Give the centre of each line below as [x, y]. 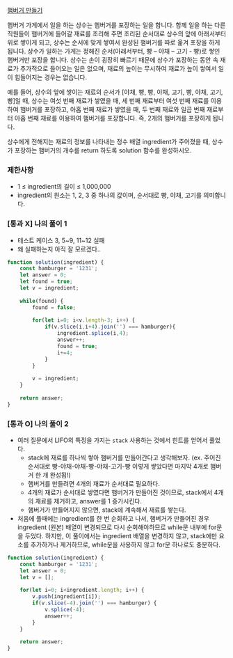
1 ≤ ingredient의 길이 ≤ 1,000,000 [64, 187]
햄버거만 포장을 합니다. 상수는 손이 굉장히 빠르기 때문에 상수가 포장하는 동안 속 [113, 60]
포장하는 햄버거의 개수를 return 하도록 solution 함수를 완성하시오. [103, 150]
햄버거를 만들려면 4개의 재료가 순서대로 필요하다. [94, 484]
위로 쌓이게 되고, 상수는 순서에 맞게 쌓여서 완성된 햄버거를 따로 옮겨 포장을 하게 [114, 42]
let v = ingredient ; [49, 288]
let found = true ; [46, 282]
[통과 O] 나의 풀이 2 [38, 423]
